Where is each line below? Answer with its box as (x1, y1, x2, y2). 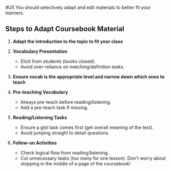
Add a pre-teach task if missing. (20, 104, 88, 110)
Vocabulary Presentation (12, 48, 68, 54)
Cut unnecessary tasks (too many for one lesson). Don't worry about (20, 155, 166, 161)
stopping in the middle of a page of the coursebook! (20, 160, 131, 166)
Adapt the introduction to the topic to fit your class (12, 38, 123, 44)
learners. (5, 10, 25, 16)
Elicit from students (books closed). (20, 58, 96, 64)
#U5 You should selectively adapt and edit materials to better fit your (5, 5, 151, 10)
